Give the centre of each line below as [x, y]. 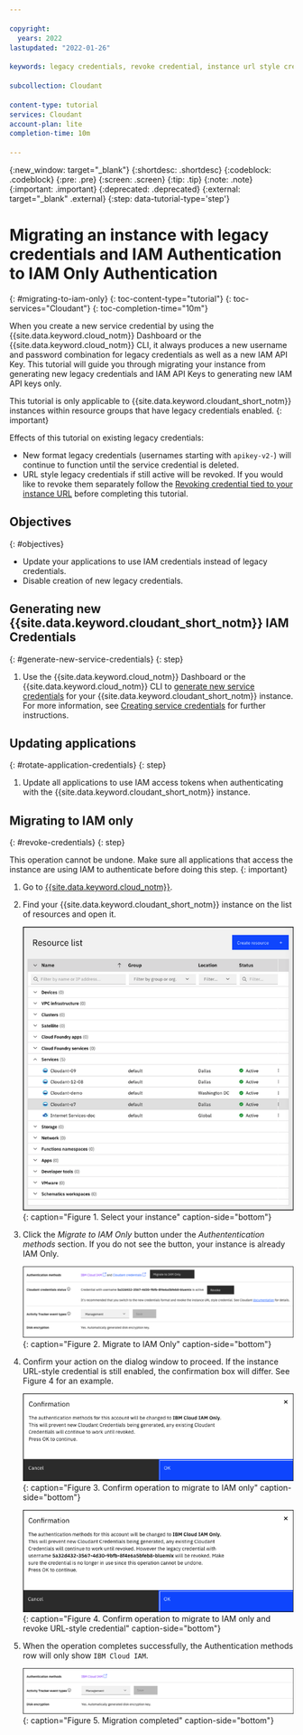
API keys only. [36, 383]
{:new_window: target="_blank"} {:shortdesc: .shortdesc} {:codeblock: [141, 170]
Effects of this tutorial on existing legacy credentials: [107, 438]
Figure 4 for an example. [68, 1381]
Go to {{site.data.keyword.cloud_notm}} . [97, 887]
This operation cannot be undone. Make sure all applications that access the [151, 860]
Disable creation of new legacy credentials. [102, 580]
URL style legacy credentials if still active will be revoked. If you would [153, 474]
